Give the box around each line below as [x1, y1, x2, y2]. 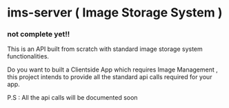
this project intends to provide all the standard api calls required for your [7, 73, 212, 81]
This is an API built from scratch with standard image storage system [7, 45, 203, 53]
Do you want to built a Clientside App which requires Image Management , [7, 65, 219, 74]
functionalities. [7, 52, 50, 61]
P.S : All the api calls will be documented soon [7, 94, 138, 102]
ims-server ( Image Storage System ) [7, 5, 223, 21]
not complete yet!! [7, 30, 70, 39]
